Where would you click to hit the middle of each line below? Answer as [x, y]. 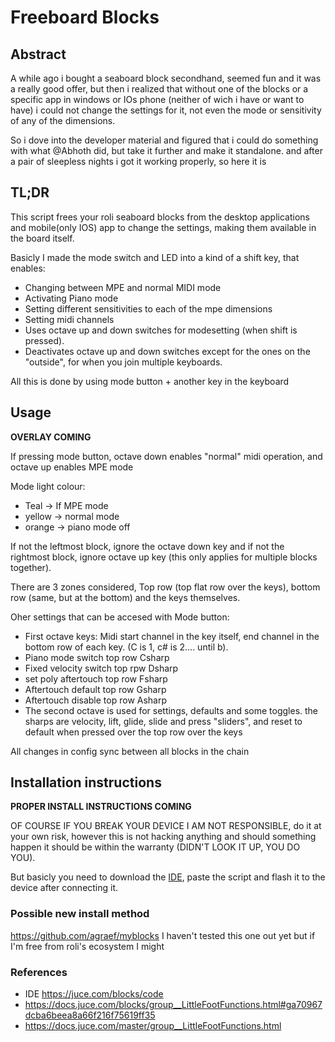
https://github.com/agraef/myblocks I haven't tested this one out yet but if [163, 935]
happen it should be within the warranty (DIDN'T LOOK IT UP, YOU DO [155, 847]
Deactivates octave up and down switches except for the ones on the [167, 351]
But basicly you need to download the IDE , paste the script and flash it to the [168, 877]
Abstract [38, 54]
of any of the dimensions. [63, 120]
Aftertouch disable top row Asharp [96, 700]
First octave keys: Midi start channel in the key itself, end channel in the [172, 636]
